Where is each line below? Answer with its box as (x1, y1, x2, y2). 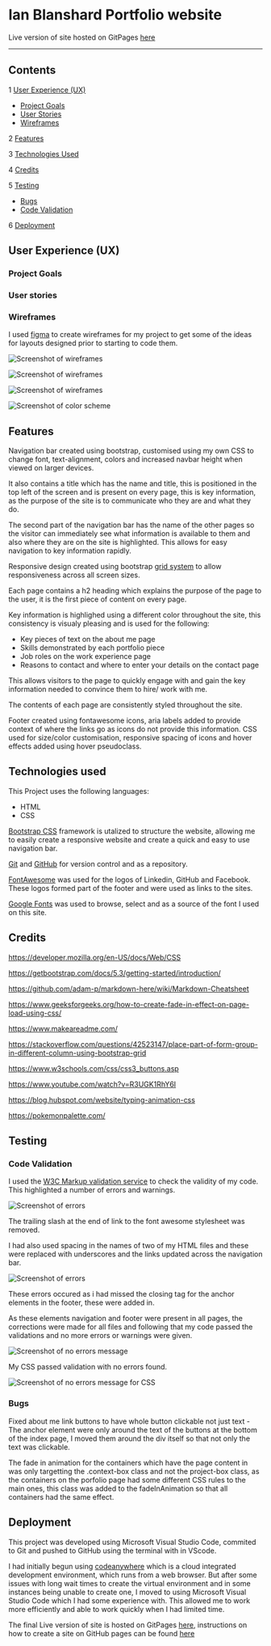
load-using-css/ (8, 1008, 62, 1018)
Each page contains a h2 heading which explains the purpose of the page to (8, 586, 262, 596)
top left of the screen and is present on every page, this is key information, (8, 487, 256, 497)
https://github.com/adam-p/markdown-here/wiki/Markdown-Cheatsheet (8, 984, 250, 994)
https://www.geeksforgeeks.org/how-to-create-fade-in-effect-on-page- (8, 999, 250, 1009)
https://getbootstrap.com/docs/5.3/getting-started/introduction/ (8, 968, 222, 977)
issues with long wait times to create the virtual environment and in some (8, 1578, 252, 1588)
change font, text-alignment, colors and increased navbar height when (8, 454, 244, 464)
